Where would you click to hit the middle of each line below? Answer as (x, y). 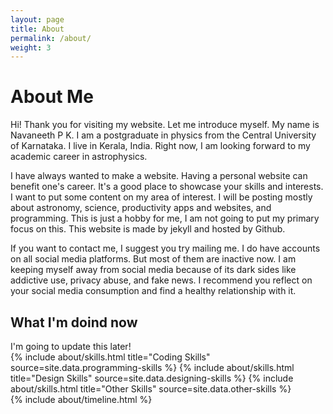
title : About (37, 29)
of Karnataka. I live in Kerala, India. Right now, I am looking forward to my (160, 146)
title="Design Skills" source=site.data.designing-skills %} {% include (152, 378)
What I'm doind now (74, 322)
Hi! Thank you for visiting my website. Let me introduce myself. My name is (165, 125)
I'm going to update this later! (71, 346)
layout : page (37, 19)
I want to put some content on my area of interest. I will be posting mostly (161, 197)
